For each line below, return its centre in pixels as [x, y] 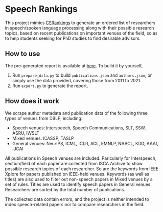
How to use [23, 54]
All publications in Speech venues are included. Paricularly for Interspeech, [81, 158]
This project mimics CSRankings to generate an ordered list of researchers [80, 23]
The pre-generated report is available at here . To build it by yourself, [74, 65]
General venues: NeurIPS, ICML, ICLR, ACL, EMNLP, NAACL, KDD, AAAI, [85, 143]
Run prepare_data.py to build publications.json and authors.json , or [82, 75]
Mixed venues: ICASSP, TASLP [43, 138]
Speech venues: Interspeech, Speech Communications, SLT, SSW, [79, 128]
